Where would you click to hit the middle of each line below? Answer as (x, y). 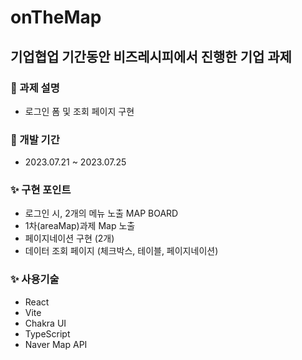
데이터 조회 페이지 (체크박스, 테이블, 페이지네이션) (121, 251)
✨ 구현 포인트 (41, 190)
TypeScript (47, 333)
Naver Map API (56, 344)
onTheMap (56, 17)
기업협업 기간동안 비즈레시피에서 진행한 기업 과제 (151, 56)
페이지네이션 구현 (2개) (69, 238)
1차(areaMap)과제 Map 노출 (80, 226)
